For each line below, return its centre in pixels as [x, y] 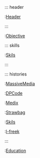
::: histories [16, 74]
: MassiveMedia [20, 84]
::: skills [12, 45]
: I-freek [12, 131]
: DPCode [14, 93]
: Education [15, 151]
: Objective [15, 36]
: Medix [11, 103]
